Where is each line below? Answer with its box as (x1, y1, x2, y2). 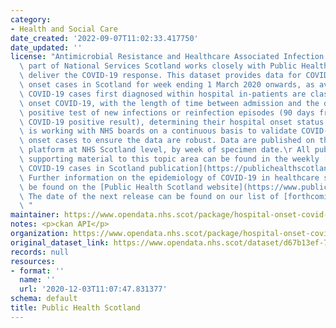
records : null (10, 247, 70, 257)
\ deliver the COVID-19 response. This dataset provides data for (19, 71, 302, 81)
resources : (10, 256, 56, 266)
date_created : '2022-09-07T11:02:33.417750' (10, 33, 199, 43)
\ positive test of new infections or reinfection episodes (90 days (19, 107, 315, 118)
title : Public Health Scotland (10, 303, 141, 313)
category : (10, 14, 52, 25)
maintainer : (10, 210, 60, 220)
